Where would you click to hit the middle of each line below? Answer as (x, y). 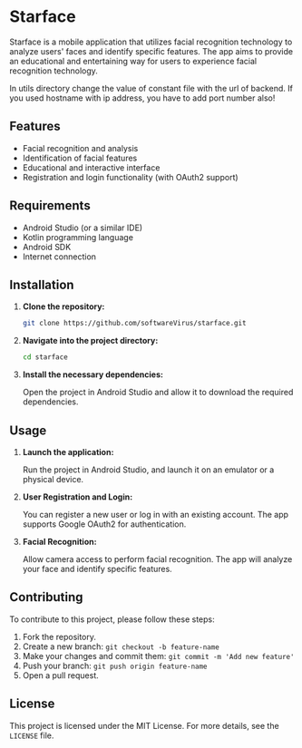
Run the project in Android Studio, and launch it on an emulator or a (148, 470)
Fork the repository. (59, 636)
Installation (42, 284)
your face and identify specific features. (97, 568)
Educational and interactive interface (91, 167)
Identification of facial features (80, 158)
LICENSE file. (32, 735)
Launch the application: (68, 452)
